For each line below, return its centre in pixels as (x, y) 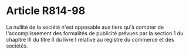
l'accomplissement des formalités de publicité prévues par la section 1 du (95, 33)
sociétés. (17, 46)
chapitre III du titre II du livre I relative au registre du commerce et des (90, 39)
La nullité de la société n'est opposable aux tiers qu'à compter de (85, 27)
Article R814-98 (46, 11)
